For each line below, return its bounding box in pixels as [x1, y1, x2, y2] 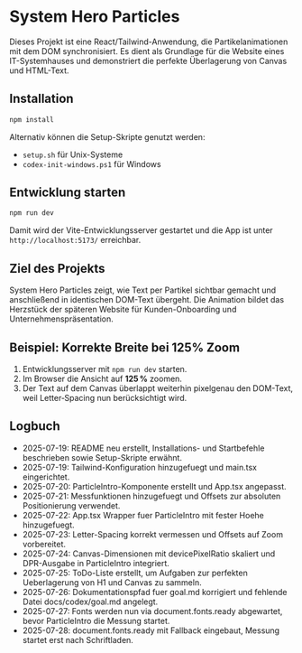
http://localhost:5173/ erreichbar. [9, 235, 142, 246]
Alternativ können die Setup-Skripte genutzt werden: [9, 131, 206, 142]
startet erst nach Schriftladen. [22, 634, 133, 645]
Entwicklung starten [9, 185, 126, 201]
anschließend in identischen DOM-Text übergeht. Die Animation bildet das [9, 294, 285, 305]
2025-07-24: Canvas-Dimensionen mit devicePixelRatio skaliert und [22, 548, 276, 559]
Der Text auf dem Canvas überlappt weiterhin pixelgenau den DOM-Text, [22, 382, 294, 394]
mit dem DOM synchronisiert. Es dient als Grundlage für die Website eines [9, 45, 285, 56]
